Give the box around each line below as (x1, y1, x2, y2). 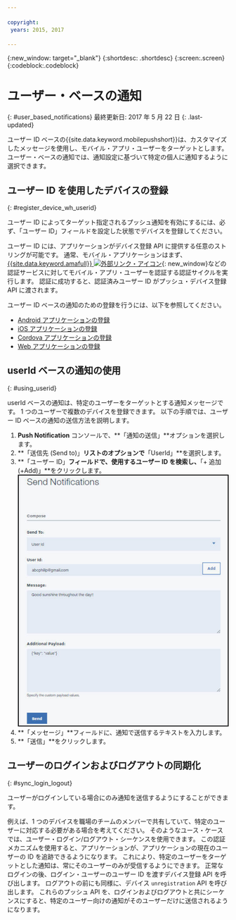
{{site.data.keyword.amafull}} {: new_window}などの (7, 259, 227, 268)
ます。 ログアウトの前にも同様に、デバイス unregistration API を (25, 878, 216, 887)
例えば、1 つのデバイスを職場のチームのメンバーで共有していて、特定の (7, 817, 214, 826)
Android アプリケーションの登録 (17, 316, 110, 324)
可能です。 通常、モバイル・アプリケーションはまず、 (31, 251, 187, 259)
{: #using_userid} (7, 384, 58, 392)
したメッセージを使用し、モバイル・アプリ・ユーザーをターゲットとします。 (7, 144, 228, 153)
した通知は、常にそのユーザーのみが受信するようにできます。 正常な (25, 861, 223, 869)
